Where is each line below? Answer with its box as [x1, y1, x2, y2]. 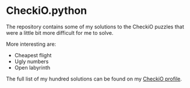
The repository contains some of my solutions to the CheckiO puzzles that [6, 23, 185, 30]
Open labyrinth [14, 64, 51, 71]
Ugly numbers [14, 58, 49, 65]
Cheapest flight [14, 52, 52, 58]
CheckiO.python [6, 4, 87, 17]
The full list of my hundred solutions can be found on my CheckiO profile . [6, 75, 182, 82]
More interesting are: [6, 41, 57, 47]
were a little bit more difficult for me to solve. [6, 29, 114, 36]
